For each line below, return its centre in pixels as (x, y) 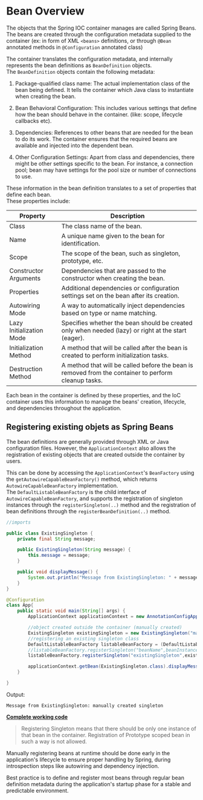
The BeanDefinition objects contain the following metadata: (81, 71)
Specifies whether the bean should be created (127, 323)
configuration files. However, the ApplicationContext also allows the (91, 448)
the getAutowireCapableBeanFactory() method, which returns (82, 479)
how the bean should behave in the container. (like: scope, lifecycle (99, 114)
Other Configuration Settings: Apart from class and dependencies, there (105, 157)
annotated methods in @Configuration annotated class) (75, 47)
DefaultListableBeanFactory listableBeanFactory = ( (96, 644)
